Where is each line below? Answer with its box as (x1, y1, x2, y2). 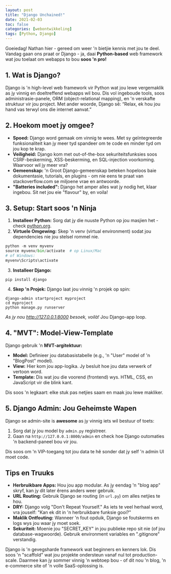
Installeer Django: (12, 267, 52, 273)
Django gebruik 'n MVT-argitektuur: (5, 342, 83, 348)
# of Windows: (5, 253, 36, 258)
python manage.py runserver (5, 305, 66, 310)
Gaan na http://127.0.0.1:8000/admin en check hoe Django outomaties (12, 433, 165, 439)
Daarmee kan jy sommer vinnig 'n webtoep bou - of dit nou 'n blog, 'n (18, 557, 166, 563)
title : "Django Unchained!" (5, 12, 66, 17)
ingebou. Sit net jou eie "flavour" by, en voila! (12, 189, 109, 195)
